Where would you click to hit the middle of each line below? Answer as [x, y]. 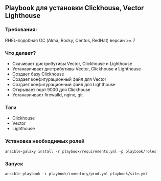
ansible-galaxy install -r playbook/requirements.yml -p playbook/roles [81, 151]
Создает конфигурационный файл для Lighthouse [64, 84]
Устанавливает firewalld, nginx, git [47, 94]
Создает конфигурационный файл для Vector [59, 79]
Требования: [21, 30]
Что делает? [21, 53]
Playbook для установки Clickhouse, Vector [75, 8]
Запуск [14, 163]
